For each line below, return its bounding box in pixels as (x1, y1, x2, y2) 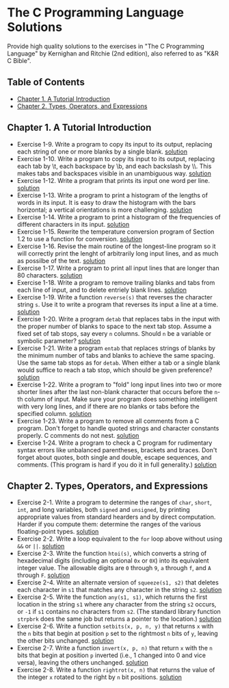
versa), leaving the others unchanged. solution (16, 659, 148, 667)
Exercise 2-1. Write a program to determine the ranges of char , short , (16, 498, 212, 506)
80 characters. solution (16, 271, 83, 279)
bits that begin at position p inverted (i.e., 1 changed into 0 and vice (16, 651, 206, 659)
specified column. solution (16, 409, 92, 417)
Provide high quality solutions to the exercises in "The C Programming (7, 42, 205, 50)
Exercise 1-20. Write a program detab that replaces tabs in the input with (16, 315, 220, 323)
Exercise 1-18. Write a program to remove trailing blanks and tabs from (16, 278, 215, 286)
